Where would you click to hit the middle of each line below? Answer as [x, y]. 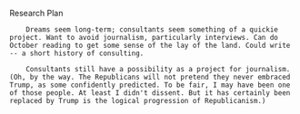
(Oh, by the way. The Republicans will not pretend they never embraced [150, 77]
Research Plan [36, 13]
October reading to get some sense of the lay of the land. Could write [150, 45]
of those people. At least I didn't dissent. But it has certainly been [150, 93]
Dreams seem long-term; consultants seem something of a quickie [152, 30]
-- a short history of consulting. [77, 53]
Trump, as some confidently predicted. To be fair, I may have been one [150, 85]
